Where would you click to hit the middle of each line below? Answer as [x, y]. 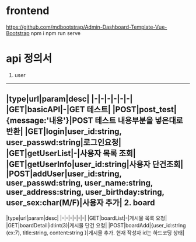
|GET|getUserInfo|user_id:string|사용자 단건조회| [95, 165]
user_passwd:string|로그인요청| [64, 142]
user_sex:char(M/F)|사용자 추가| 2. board [80, 203]
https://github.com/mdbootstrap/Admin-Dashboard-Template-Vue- [87, 27]
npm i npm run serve [56, 33]
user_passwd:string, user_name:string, [80, 183]
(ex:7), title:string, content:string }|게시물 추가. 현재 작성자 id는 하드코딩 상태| [95, 233]
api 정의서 [29, 59]
